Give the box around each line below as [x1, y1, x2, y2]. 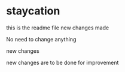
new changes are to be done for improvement [6, 59, 119, 66]
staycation [6, 4, 60, 18]
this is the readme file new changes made [6, 24, 109, 31]
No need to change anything [6, 35, 77, 43]
